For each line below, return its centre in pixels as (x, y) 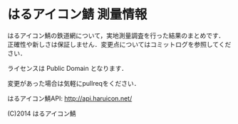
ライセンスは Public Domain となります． (68, 68)
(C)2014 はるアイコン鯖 (42, 113)
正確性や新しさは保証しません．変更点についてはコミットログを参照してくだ (119, 44)
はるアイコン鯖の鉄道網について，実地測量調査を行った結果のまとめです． (116, 35)
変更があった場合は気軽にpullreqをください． (74, 83)
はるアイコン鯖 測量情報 (77, 15)
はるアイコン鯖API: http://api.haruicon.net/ (70, 98)
